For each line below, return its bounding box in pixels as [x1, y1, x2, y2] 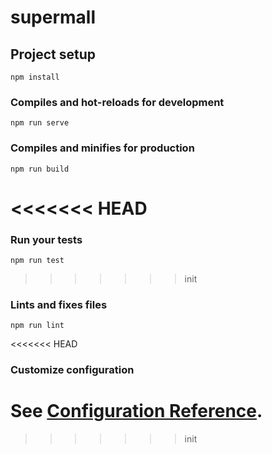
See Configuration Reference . [10, 400, 263, 423]
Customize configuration [10, 363, 135, 377]
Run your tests [10, 232, 83, 246]
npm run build [10, 164, 70, 174]
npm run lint [10, 321, 65, 331]
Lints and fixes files [10, 298, 108, 311]
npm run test [10, 256, 65, 266]
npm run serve [10, 118, 70, 128]
